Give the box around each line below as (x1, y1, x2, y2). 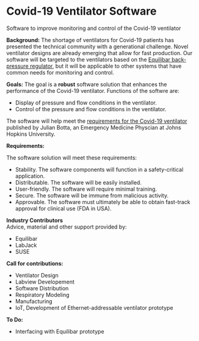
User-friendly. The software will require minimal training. (15, 185, 157, 193)
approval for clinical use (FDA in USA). (15, 205, 112, 212)
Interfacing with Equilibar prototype (15, 328, 105, 335)
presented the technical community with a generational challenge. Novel (6, 43, 189, 50)
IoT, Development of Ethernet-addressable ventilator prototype (15, 304, 173, 311)
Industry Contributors (6, 216, 63, 224)
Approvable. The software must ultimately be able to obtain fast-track (15, 198, 190, 205)
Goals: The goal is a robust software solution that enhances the (6, 81, 167, 88)
